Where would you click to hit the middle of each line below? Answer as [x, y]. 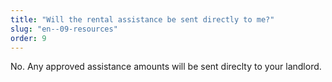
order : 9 [28, 38]
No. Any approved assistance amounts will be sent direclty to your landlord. [166, 67]
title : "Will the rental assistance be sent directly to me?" [142, 19]
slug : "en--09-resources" [64, 29]
